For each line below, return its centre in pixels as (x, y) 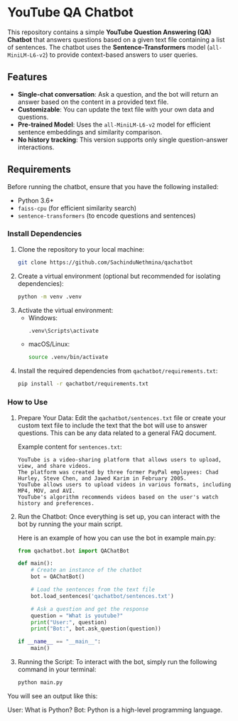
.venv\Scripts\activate (64, 331)
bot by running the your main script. (70, 524)
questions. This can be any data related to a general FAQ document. (117, 433)
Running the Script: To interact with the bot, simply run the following (117, 662)
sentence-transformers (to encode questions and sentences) (107, 215)
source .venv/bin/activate (68, 357)
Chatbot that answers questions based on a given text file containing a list (116, 39)
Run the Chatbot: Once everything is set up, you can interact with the (119, 516)
